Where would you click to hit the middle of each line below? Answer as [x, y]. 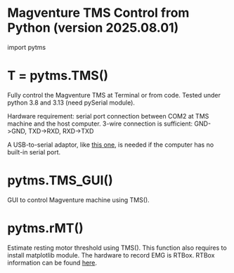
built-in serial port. [34, 152]
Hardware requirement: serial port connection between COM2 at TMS [108, 116]
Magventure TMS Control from [98, 13]
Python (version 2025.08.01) [93, 28]
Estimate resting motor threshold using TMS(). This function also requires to [117, 248]
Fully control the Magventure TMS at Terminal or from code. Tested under [114, 95]
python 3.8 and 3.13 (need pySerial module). [71, 102]
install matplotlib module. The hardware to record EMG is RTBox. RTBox [111, 255]
